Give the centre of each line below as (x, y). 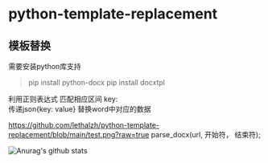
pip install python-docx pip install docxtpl (96, 82)
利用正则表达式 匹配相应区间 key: (63, 99)
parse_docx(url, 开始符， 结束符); (206, 134)
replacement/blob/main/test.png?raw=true (79, 134)
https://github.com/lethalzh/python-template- (84, 125)
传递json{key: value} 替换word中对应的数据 (80, 109)
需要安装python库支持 (45, 66)
